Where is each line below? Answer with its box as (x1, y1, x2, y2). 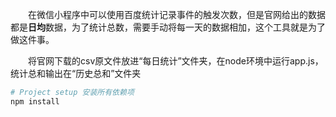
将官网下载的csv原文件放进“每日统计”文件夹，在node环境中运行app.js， (28, 55, 324, 67)
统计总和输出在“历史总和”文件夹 (10, 68, 142, 79)
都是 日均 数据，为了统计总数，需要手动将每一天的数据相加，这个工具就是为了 (10, 21, 326, 33)
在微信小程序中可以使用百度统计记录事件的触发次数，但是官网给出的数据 (28, 9, 326, 20)
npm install (10, 96, 60, 107)
